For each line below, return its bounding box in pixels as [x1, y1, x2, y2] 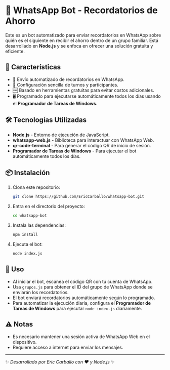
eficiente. [5, 48, 25, 54]
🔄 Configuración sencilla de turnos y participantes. [12, 81, 119, 88]
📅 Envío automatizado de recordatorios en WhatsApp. [12, 76, 125, 83]
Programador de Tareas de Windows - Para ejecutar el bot [12, 148, 137, 154]
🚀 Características [5, 63, 61, 71]
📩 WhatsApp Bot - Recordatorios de [5, 5, 158, 16]
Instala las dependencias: [12, 222, 66, 228]
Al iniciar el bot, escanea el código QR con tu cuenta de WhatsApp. [12, 278, 153, 284]
